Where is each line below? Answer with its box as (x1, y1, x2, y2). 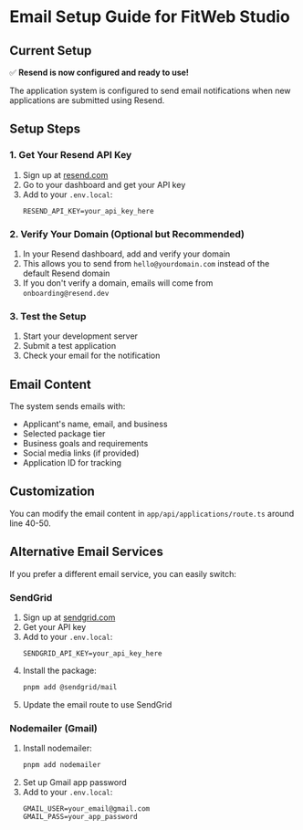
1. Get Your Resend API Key (9, 149, 132, 162)
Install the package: (22, 665, 98, 677)
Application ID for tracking (22, 457, 121, 468)
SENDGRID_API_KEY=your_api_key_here (22, 649, 162, 658)
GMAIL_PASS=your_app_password (22, 813, 139, 822)
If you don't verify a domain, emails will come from (22, 277, 214, 289)
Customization (9, 484, 96, 499)
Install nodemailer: (22, 742, 93, 754)
